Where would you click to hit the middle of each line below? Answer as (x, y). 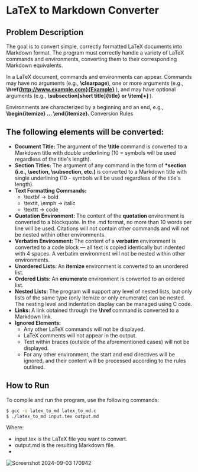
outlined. (34, 367)
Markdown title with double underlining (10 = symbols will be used (95, 152)
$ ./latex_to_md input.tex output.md (53, 416)
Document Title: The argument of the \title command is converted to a (101, 146)
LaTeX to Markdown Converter (83, 10)
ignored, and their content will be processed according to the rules (105, 361)
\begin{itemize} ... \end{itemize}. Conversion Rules (70, 114)
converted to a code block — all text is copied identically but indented (100, 247)
